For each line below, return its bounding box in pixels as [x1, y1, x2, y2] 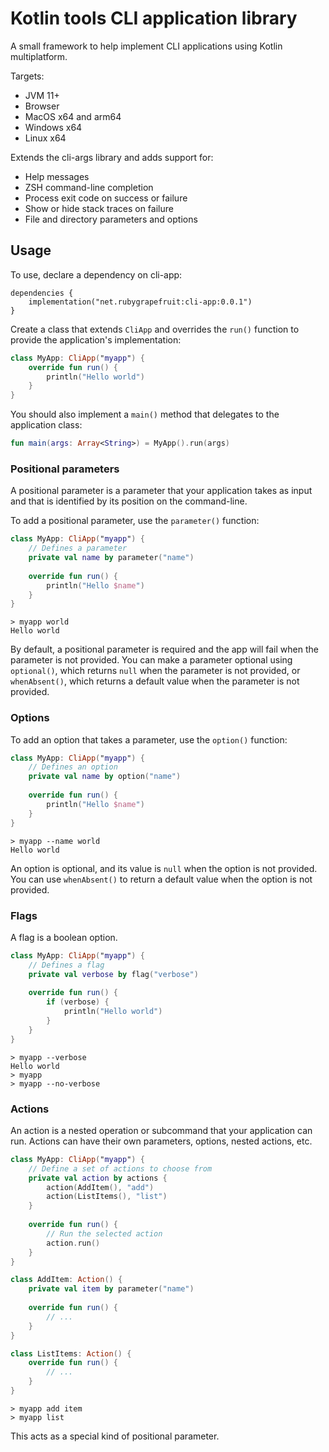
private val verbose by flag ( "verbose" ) [28, 969, 199, 979]
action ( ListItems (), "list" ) [46, 1192, 168, 1202]
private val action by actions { [28, 1173, 168, 1183]
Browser [24, 100, 60, 112]
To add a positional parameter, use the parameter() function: [10, 515, 260, 527]
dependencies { [10, 288, 74, 298]
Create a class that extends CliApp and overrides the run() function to [10, 323, 300, 335]
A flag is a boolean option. [10, 931, 118, 943]
